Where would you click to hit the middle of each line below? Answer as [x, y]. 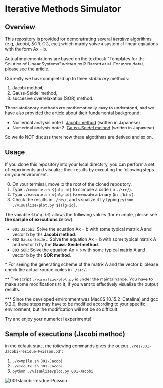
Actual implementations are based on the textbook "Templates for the [75, 59]
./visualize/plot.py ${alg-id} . [44, 205]
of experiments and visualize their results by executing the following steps [80, 169]
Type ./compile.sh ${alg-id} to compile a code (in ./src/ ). [72, 189]
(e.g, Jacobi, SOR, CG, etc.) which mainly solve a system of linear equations [81, 44]
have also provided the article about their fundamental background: [73, 113]
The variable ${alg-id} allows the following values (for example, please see [81, 214]
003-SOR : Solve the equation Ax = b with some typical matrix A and [79, 250]
